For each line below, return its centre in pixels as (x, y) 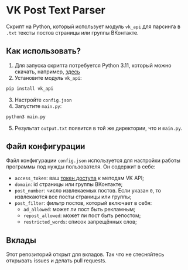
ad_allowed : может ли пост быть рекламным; (79, 210)
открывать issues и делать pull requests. (57, 261)
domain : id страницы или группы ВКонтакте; (69, 184)
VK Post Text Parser (56, 10)
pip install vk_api (30, 89)
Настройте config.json (43, 100)
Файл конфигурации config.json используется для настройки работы (93, 161)
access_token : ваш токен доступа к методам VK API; (79, 178)
